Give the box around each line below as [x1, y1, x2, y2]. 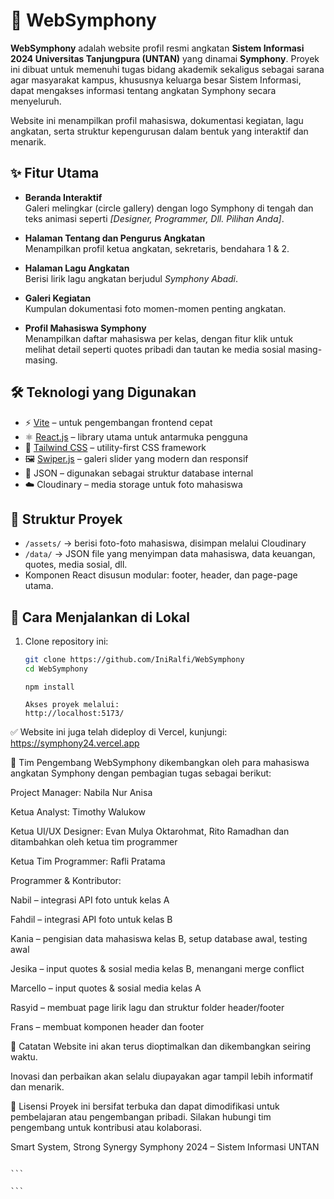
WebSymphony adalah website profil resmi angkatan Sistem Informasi [10, 42, 305, 54]
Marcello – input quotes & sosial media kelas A [10, 982, 202, 994]
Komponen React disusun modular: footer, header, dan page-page [24, 569, 298, 581]
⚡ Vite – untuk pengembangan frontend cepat [24, 416, 213, 428]
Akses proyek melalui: [24, 699, 120, 709]
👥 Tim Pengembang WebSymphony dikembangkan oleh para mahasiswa [10, 756, 310, 768]
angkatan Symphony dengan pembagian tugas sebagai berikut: [10, 767, 272, 779]
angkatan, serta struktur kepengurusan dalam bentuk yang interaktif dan [10, 125, 309, 137]
